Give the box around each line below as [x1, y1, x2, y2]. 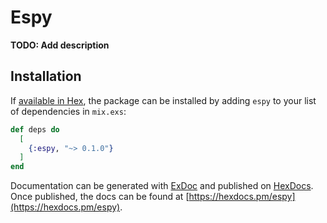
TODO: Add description [10, 39, 110, 51]
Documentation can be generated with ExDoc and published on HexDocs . [10, 180, 314, 192]
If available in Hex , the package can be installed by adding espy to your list [10, 94, 317, 106]
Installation [10, 68, 82, 85]
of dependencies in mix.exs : [10, 105, 127, 117]
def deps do [10, 124, 60, 135]
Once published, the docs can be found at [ [10, 191, 190, 203]
